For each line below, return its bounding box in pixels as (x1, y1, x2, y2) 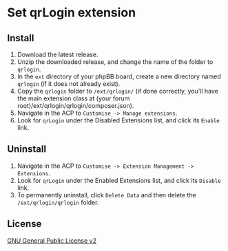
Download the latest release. (17, 50, 99, 58)
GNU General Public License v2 (7, 236, 96, 245)
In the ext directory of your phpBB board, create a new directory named (17, 72, 222, 80)
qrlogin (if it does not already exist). (17, 80, 121, 87)
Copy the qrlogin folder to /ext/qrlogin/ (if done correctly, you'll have (17, 87, 219, 95)
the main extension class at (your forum (17, 94, 130, 102)
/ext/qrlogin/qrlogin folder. (17, 198, 99, 206)
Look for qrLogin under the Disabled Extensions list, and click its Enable (17, 116, 220, 124)
